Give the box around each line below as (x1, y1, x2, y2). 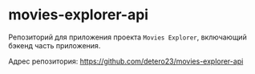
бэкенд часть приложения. (8, 40, 101, 50)
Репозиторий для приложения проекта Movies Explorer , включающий (8, 32, 247, 42)
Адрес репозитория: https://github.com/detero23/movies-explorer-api (8, 56, 244, 66)
